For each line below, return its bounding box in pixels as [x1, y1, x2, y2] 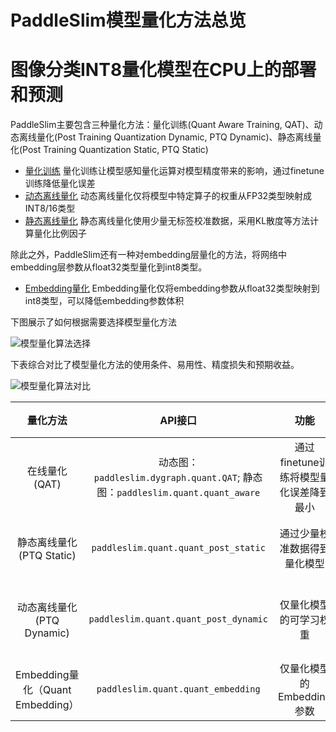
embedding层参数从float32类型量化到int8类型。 [10, 261, 208, 273]
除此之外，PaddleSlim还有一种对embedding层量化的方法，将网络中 [10, 249, 288, 261]
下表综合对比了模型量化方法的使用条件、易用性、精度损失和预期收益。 [10, 359, 300, 371]
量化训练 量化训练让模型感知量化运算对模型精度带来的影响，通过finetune [24, 165, 325, 177]
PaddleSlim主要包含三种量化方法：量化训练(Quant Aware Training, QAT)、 [10, 119, 315, 131]
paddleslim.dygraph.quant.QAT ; [93, 471, 241, 485]
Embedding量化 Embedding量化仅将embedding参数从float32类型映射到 [24, 282, 320, 295]
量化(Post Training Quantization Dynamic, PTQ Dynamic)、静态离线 [36, 131, 313, 143]
